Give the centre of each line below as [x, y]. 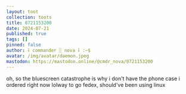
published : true [26, 34]
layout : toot [22, 12]
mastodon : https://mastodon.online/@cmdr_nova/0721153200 [80, 61]
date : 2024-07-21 [28, 28]
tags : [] [17, 39]
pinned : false [24, 45]
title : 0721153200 [29, 23]
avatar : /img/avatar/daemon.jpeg [48, 56]
